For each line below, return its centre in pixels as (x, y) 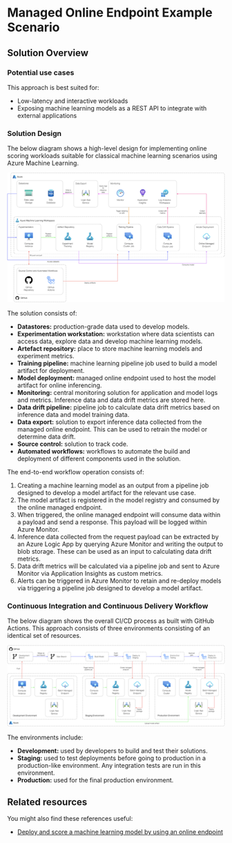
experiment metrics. (46, 356)
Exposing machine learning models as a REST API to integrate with (112, 108)
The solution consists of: (42, 313)
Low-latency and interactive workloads (72, 101)
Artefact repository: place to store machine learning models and (109, 348)
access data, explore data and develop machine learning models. (110, 341)
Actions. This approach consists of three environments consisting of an (109, 628)
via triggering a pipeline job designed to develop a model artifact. (110, 588)
